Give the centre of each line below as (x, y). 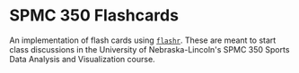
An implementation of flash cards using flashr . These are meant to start (143, 40)
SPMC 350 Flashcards (94, 16)
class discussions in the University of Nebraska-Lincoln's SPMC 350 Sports (149, 49)
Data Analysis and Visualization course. (82, 59)
